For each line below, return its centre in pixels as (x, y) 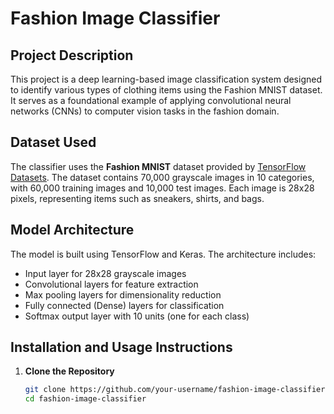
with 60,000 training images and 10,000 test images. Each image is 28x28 (162, 188)
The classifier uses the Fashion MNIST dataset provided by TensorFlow (158, 166)
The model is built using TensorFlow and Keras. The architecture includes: (163, 254)
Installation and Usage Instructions (121, 347)
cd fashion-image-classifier (85, 399)
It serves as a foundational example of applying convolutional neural (151, 100)
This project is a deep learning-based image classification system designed (166, 79)
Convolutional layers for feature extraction (111, 284)
